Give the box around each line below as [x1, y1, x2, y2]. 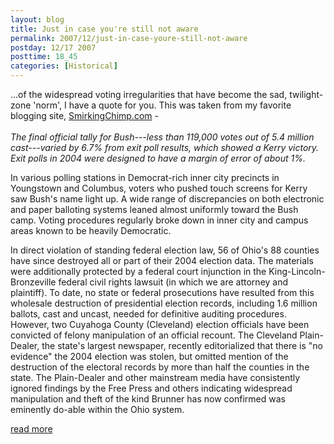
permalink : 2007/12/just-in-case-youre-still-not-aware [10, 33, 248, 43]
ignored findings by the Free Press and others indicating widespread [10, 382, 293, 394]
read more [10, 423, 53, 435]
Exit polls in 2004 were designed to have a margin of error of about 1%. [10, 152, 306, 164]
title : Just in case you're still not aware [10, 24, 199, 34]
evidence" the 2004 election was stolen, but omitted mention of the [10, 351, 289, 362]
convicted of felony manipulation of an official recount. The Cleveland [10, 329, 298, 341]
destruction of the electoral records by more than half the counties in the [10, 361, 310, 373]
